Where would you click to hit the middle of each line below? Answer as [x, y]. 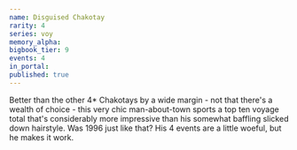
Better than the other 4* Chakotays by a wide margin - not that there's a [141, 100]
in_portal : [29, 67]
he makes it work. [42, 137]
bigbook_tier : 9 [39, 50]
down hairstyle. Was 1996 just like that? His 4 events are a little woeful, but [145, 128]
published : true [39, 75]
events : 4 [27, 58]
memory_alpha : [35, 42]
